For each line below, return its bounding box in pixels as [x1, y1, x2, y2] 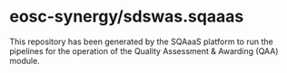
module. [9, 55, 41, 66]
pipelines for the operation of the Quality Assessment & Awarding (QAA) [9, 45, 279, 56]
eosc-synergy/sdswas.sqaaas [9, 6, 244, 27]
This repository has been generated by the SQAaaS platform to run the [9, 36, 274, 47]
